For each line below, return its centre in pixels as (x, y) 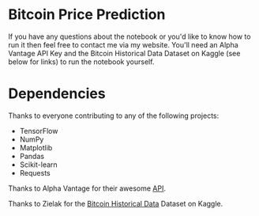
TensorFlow (39, 131)
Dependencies (57, 94)
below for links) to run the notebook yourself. (81, 62)
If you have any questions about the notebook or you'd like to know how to (129, 36)
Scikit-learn (38, 165)
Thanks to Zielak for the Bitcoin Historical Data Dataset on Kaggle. (116, 203)
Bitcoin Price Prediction (87, 15)
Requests (35, 172)
